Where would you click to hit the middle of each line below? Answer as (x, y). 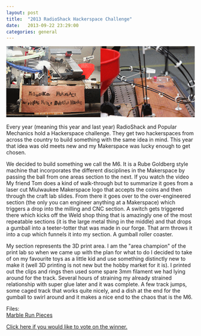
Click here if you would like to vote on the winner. (67, 327)
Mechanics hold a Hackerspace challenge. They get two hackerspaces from (100, 133)
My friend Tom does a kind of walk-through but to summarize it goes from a (100, 183)
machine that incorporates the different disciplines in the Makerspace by (96, 171)
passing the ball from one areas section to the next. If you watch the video (98, 177)
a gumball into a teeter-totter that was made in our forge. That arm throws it (99, 228)
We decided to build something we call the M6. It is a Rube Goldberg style (97, 164)
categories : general (32, 32)
